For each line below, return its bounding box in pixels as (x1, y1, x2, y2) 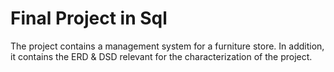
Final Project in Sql (10, 7, 168, 30)
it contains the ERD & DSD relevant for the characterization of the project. (10, 50, 313, 62)
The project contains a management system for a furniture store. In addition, (10, 40, 325, 52)
